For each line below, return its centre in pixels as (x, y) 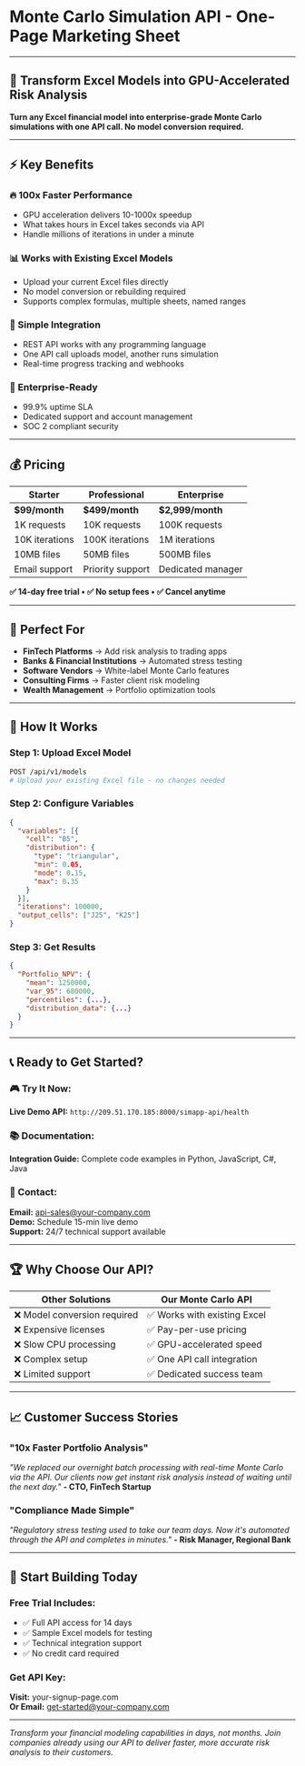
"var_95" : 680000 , (60, 991)
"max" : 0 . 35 (56, 881)
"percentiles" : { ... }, (69, 999)
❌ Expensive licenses (59, 1330)
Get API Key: (38, 1678)
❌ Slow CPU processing (65, 1345)
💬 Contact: (33, 1192)
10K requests (112, 525)
